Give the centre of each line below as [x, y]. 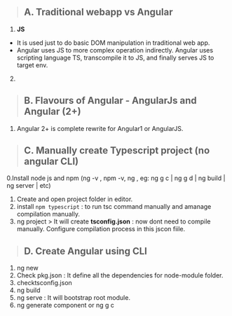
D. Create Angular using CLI [86, 251]
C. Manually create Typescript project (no [117, 151]
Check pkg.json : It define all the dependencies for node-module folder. [120, 275]
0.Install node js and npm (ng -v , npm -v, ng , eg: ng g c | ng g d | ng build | [116, 178]
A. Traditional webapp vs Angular [98, 12]
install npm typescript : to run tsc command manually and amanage [114, 207]
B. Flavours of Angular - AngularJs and [110, 101]
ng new [28, 268]
